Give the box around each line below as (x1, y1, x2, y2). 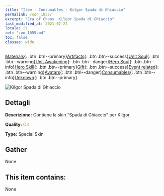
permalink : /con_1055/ (5, 12, 52, 17)
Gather (5, 145, 27, 154)
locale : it (5, 26, 28, 31)
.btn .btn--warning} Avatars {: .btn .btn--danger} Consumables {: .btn (5, 69, 143, 75)
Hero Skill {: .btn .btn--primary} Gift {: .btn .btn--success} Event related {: (14, 64, 159, 70)
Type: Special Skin (5, 131, 44, 137)
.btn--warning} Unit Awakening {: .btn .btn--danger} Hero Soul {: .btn (5, 58, 142, 65)
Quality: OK (5, 121, 30, 127)
